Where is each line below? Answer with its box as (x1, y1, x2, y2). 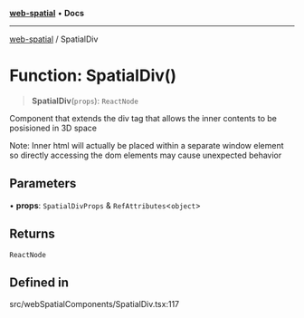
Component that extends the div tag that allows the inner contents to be (9, 112, 278, 123)
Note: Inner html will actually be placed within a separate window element (9, 140, 284, 150)
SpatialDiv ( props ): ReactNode (31, 95, 138, 106)
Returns (9, 226, 56, 242)
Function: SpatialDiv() (9, 65, 177, 86)
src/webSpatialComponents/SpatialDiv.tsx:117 (9, 299, 179, 310)
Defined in (9, 275, 70, 290)
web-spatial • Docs (9, 8, 84, 18)
